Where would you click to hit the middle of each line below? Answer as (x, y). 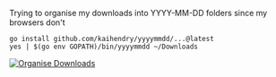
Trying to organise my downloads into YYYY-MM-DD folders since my (138, 13)
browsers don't (37, 22)
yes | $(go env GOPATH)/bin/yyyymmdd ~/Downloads (104, 47)
